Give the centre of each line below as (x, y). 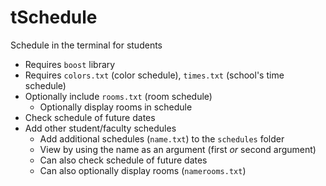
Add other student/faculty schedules (100, 128)
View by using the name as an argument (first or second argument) (178, 149)
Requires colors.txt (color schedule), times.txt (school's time (154, 75)
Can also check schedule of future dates (123, 160)
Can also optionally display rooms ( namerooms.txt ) (143, 170)
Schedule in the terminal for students (86, 45)
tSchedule (54, 17)
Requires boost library (70, 64)
